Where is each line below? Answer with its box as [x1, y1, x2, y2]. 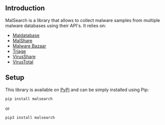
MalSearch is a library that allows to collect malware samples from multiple [5, 17, 160, 23]
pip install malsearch [5, 96, 53, 101]
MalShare [12, 37, 33, 43]
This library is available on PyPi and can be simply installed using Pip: [5, 86, 149, 92]
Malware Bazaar [12, 42, 46, 49]
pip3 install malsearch [5, 115, 55, 120]
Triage [12, 48, 26, 54]
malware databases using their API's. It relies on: [5, 22, 107, 28]
